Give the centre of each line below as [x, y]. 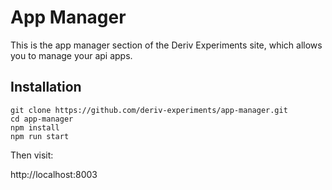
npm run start [40, 136]
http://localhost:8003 [54, 174]
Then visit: [32, 155]
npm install [35, 127]
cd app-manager [42, 119]
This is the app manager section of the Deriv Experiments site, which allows [166, 45]
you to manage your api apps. [71, 55]
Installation [46, 87]
